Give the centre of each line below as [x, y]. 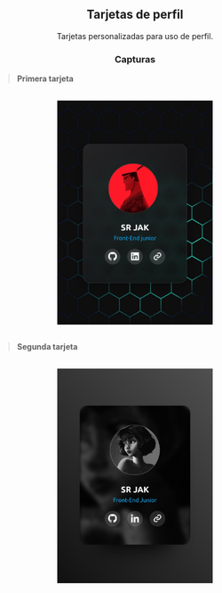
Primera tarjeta [45, 78]
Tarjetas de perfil [135, 15]
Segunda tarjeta [47, 346]
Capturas [135, 59]
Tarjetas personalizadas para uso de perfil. [135, 36]
